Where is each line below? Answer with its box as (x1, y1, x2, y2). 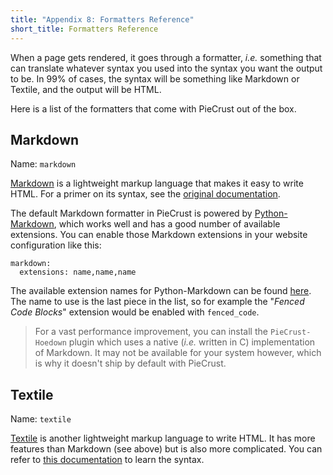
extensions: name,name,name (19, 267, 137, 278)
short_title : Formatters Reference (10, 24, 159, 34)
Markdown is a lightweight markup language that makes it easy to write (10, 177, 304, 190)
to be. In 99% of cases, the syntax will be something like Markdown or (10, 72, 300, 85)
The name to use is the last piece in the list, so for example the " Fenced (10, 296, 305, 308)
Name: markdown (10, 158, 77, 170)
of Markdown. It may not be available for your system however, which (34, 347, 322, 359)
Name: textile (10, 413, 72, 425)
